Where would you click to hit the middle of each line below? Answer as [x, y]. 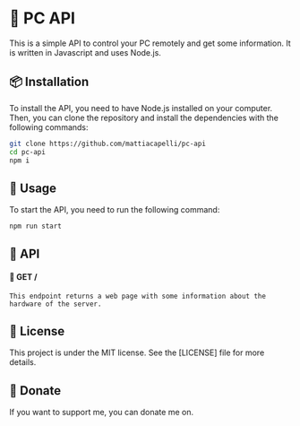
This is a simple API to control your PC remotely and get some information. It [150, 43]
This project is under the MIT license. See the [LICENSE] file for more [137, 352]
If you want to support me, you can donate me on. [102, 413]
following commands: [49, 127]
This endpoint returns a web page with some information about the [138, 296]
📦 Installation [49, 82]
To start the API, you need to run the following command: [115, 210]
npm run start [36, 226]
